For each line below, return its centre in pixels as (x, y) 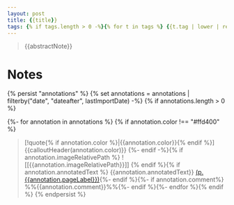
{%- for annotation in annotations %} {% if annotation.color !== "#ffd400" (114, 122)
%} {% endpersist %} (55, 195)
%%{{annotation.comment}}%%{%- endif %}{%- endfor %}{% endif (124, 187)
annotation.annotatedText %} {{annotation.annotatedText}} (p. (114, 172)
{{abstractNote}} (48, 47)
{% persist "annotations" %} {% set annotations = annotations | (99, 94)
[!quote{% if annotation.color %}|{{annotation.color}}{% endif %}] (119, 142)
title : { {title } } (32, 20)
